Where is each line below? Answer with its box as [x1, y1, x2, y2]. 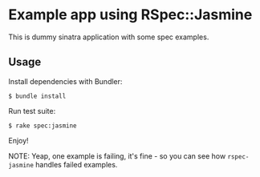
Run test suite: [8, 106, 56, 115]
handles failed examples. [35, 159, 118, 169]
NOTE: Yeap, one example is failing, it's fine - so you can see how [8, 151, 226, 161]
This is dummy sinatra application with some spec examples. [8, 32, 209, 42]
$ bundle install [8, 92, 67, 100]
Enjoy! [8, 135, 30, 145]
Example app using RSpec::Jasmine [8, 6, 253, 24]
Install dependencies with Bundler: [8, 76, 123, 86]
